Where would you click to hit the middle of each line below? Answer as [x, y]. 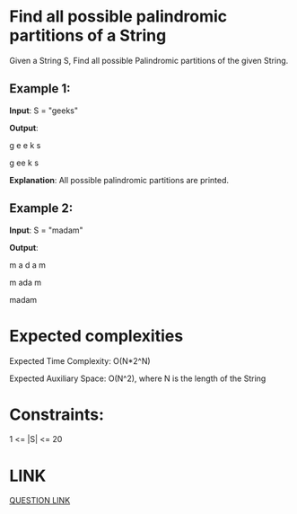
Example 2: [41, 208]
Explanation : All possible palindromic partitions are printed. [119, 180]
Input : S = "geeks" [44, 111]
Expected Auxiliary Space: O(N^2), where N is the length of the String [138, 378]
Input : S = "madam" [46, 230]
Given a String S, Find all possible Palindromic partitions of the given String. [149, 60]
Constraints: [57, 414]
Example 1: [40, 89]
